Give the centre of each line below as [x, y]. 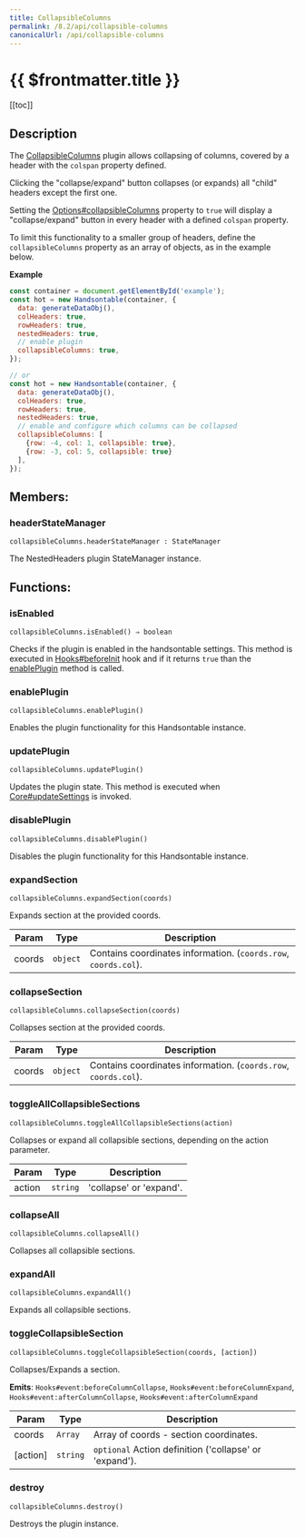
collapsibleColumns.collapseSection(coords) [95, 1011]
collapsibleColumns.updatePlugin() [77, 770]
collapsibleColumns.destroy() [67, 1507]
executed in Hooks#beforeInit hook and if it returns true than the [130, 658]
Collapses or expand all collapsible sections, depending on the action [139, 1140]
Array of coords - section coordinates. [176, 1434]
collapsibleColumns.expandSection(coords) [91, 899]
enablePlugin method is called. [67, 668]
